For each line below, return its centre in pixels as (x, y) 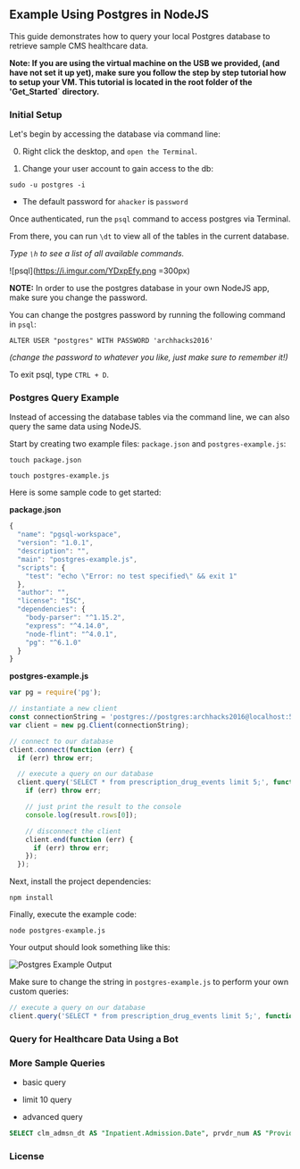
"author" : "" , (43, 593)
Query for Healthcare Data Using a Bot (94, 1039)
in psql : (23, 324)
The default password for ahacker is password (105, 202)
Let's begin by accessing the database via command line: (115, 134)
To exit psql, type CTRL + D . (59, 375)
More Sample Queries (57, 1063)
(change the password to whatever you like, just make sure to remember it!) (149, 357)
